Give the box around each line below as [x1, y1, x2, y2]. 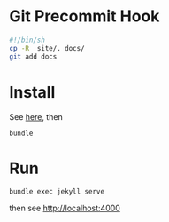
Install [9, 82, 56, 102]
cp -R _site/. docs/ [9, 44, 86, 52]
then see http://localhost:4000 [9, 202, 121, 214]
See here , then [9, 111, 64, 122]
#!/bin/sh [9, 36, 46, 44]
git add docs [9, 52, 58, 61]
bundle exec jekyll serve [9, 187, 104, 196]
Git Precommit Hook [9, 6, 160, 27]
